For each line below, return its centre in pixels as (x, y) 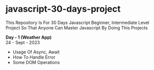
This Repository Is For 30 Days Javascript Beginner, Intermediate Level (77, 23)
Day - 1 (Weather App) (29, 37)
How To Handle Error (34, 57)
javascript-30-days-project (63, 9)
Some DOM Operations (36, 62)
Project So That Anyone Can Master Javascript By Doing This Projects (77, 27)
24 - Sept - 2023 (23, 42)
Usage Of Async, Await (36, 52)
